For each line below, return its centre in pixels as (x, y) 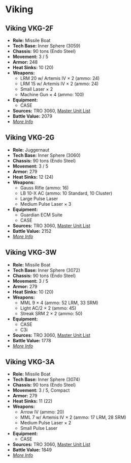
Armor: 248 (25, 62)
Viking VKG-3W (31, 252)
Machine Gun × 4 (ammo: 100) (52, 94)
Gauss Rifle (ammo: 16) (44, 187)
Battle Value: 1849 (32, 450)
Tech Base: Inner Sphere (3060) (46, 155)
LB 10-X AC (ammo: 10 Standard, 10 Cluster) (66, 193)
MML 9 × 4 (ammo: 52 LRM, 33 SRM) (59, 303)
